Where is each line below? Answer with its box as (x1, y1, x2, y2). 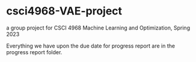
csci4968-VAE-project (6, 4, 122, 18)
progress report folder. (6, 48, 63, 55)
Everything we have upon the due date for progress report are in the (6, 42, 176, 49)
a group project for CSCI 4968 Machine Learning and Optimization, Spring (6, 24, 191, 31)
